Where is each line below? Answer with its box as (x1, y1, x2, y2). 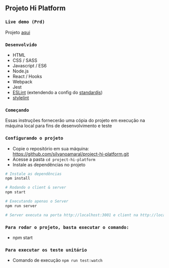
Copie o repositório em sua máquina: (12, 145, 90, 151)
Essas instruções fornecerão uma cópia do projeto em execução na (5, 118, 145, 124)
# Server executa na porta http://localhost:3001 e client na (5, 212, 138, 218)
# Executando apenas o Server (5, 199, 69, 204)
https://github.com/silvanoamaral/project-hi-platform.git (12, 151, 129, 157)
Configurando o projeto (5, 135, 64, 141)
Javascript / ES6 (12, 62, 47, 68)
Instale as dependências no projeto (12, 161, 86, 167)
